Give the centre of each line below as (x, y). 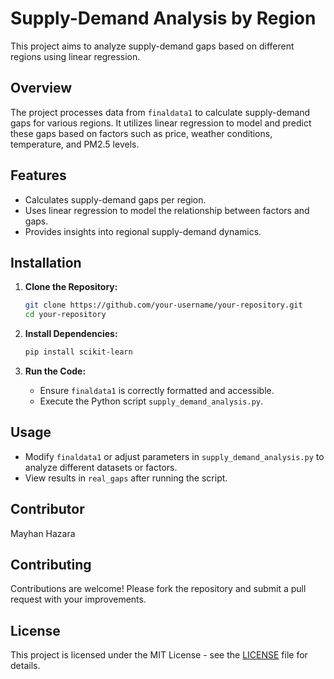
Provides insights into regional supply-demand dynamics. (143, 231)
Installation (46, 262)
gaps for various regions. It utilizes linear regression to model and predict (161, 123)
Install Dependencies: (71, 334)
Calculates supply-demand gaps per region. (115, 199)
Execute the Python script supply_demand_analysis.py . (151, 401)
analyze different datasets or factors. (101, 467)
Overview (41, 88)
